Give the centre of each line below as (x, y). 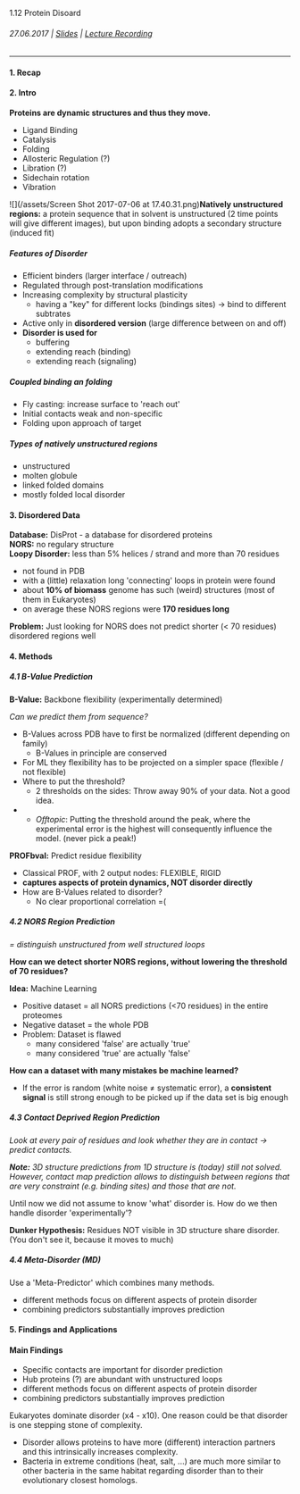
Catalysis (39, 139)
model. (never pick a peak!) (86, 838)
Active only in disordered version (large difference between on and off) (154, 323)
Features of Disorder (48, 253)
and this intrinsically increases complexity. (100, 1452)
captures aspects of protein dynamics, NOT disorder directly (137, 882)
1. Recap (25, 72)
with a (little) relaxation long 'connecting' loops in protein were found (149, 580)
